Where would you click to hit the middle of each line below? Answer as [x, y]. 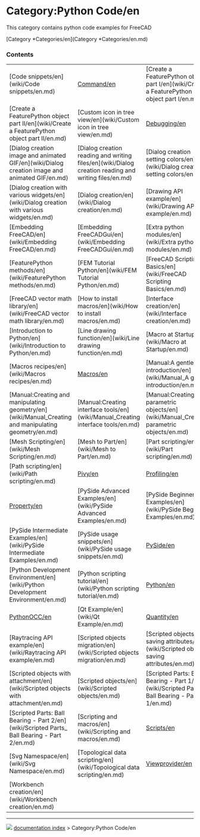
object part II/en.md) [38, 138]
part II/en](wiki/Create [40, 123]
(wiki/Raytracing [32, 653]
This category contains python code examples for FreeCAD [79, 27]
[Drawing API [164, 191]
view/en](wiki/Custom [108, 120]
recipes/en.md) [31, 382]
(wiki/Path [23, 474]
